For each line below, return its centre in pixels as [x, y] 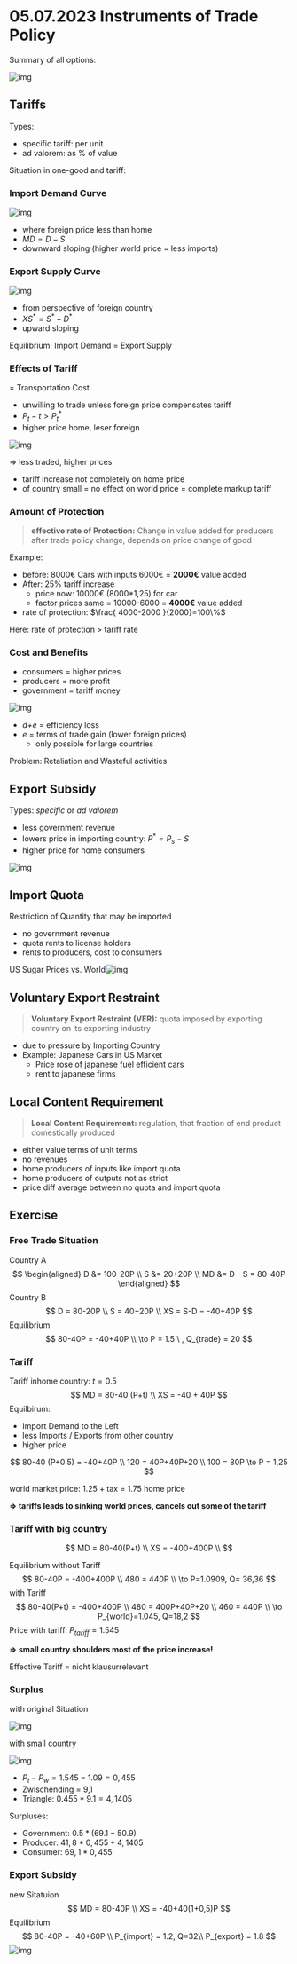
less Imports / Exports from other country [98, 1436]
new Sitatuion [34, 1894]
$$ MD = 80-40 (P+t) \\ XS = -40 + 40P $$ [149, 1395]
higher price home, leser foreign [81, 427]
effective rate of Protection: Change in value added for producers [152, 531]
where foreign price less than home [87, 230]
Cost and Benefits [49, 652]
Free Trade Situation [54, 1241]
